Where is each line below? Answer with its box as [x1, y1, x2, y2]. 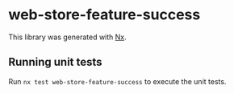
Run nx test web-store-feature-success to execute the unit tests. [8, 76, 227, 86]
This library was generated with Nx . [8, 32, 127, 42]
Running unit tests [8, 55, 102, 69]
